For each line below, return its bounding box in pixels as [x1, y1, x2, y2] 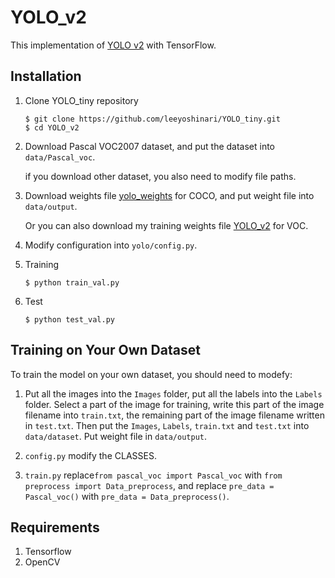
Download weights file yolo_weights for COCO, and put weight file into [24, 189, 315, 201]
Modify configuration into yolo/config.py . [24, 239, 198, 251]
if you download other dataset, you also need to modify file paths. [24, 170, 297, 182]
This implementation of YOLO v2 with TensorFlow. [10, 39, 217, 51]
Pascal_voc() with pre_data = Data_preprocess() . [24, 490, 230, 502]
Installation [10, 68, 82, 85]
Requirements [10, 519, 100, 536]
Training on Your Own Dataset [10, 342, 201, 359]
